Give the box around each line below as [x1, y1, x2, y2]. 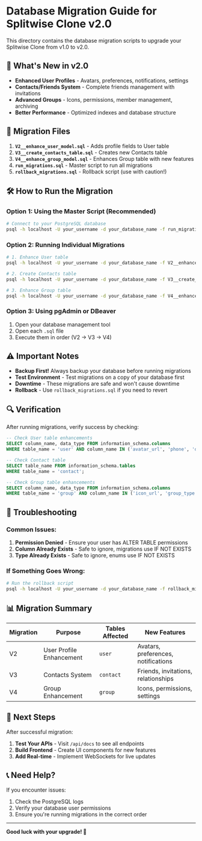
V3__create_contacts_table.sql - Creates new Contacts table [14, 149, 168, 156]
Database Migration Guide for [6, 4, 158, 18]
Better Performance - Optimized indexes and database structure [14, 108, 176, 116]
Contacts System [43, 671, 92, 679]
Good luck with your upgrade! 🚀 [6, 828, 87, 835]
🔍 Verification [6, 405, 61, 415]
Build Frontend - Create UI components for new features [14, 746, 156, 754]
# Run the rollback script [6, 580, 74, 587]
